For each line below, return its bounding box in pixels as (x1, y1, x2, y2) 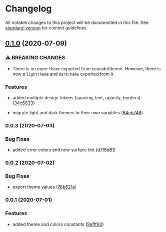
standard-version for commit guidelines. (5, 24, 88, 30)
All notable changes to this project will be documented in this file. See (5, 19, 149, 25)
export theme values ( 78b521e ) (12, 184, 77, 190)
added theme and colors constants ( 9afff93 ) (12, 221, 104, 227)
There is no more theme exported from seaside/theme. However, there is (12, 65, 161, 71)
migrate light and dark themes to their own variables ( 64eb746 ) (12, 109, 143, 115)
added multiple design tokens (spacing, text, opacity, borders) (12, 94, 141, 100)
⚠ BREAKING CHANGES (5, 54, 65, 61)
